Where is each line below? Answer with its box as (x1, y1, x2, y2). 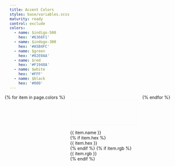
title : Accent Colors (9, 7, 54, 12)
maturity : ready (9, 16, 43, 21)
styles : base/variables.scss (9, 12, 70, 17)
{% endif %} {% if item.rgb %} (70, 145, 132, 151)
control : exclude (9, 21, 45, 26)
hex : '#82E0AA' (18, 53, 50, 58)
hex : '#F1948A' (18, 62, 50, 67)
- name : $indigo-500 (14, 30, 56, 35)
